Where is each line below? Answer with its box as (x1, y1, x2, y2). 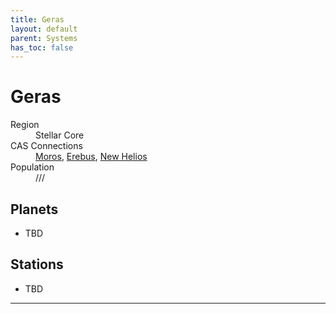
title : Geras (10, 14, 65, 25)
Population (10, 161, 55, 173)
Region (10, 119, 40, 131)
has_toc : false (10, 42, 74, 53)
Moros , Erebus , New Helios (35, 151, 148, 163)
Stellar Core (35, 129, 85, 141)
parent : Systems (10, 33, 78, 43)
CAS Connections (10, 140, 83, 152)
